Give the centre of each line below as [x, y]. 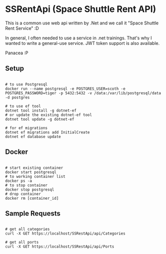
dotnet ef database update [33, 136]
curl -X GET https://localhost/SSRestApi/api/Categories [65, 234]
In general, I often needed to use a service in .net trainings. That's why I [79, 38]
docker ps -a [19, 181]
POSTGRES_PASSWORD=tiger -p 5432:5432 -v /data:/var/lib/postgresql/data [83, 93]
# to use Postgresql [27, 84]
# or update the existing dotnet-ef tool [49, 115]
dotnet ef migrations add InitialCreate [48, 132]
